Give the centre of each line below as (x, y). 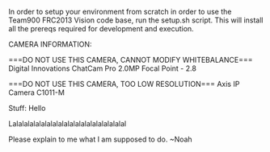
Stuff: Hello (27, 108)
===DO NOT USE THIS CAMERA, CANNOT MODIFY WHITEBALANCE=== (131, 60)
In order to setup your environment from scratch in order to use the (120, 12)
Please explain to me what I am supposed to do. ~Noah (100, 139)
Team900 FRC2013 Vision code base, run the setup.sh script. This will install (136, 20)
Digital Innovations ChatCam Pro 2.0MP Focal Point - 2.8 (102, 68)
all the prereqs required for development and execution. (101, 29)
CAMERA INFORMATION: (50, 44)
